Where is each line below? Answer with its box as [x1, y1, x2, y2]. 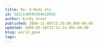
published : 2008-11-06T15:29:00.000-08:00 [5, 21, 93, 26]
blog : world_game [5, 30, 41, 35]
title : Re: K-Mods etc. [5, 7, 54, 12]
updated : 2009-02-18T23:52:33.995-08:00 [5, 25, 89, 30]
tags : [5, 35, 16, 40]
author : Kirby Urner [5, 16, 48, 21]
